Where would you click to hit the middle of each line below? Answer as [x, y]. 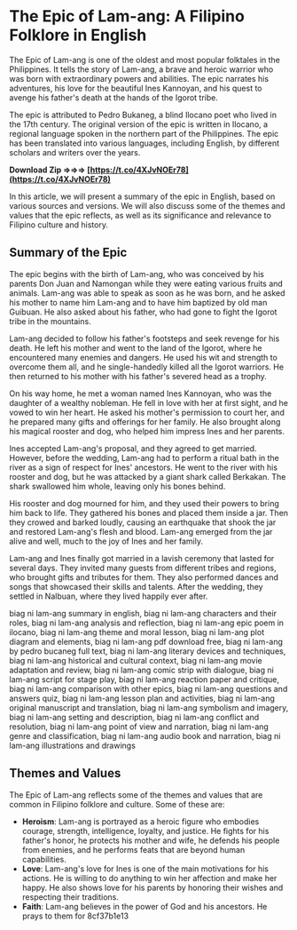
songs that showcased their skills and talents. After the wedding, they [136, 586]
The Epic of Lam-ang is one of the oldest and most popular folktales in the [145, 60]
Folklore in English [78, 35]
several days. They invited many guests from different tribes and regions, [143, 568]
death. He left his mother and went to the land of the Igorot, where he [136, 347]
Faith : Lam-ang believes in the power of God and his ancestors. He [145, 906]
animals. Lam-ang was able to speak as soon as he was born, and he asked [147, 293]
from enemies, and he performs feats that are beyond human [133, 849]
